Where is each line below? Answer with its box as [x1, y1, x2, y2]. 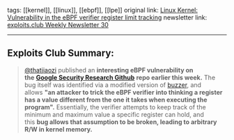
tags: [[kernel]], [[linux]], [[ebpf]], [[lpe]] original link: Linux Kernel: [7, 6, 198, 14]
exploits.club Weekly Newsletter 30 [7, 21, 109, 29]
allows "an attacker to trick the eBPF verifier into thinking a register [24, 88, 223, 96]
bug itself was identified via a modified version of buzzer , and [24, 80, 202, 89]
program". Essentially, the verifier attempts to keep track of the [24, 102, 207, 111]
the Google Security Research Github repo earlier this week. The [24, 73, 216, 81]
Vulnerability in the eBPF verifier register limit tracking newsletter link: [7, 13, 208, 22]
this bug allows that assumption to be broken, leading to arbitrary [24, 118, 217, 126]
